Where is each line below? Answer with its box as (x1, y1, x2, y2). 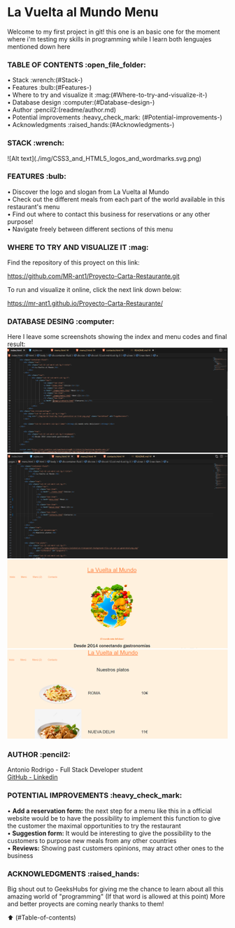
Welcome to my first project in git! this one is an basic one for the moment (7, 27, 220, 36)
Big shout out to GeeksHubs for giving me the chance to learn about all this (7, 885, 224, 893)
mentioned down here (7, 42, 71, 51)
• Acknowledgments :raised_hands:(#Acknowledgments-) (7, 121, 175, 129)
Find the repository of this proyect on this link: (7, 258, 140, 267)
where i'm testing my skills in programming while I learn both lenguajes (7, 34, 212, 43)
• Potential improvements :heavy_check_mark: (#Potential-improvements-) (7, 113, 222, 121)
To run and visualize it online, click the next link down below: (7, 286, 182, 294)
